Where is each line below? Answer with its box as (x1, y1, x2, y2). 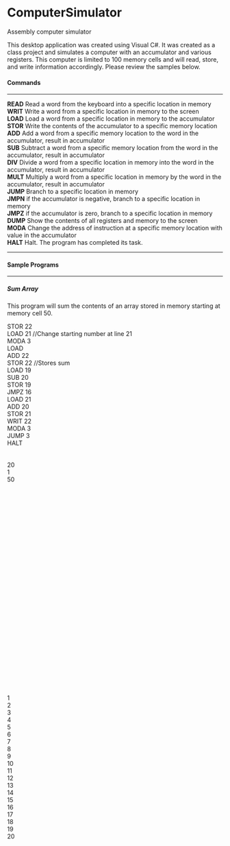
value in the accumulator (7, 231, 77, 239)
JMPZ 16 (7, 388, 32, 396)
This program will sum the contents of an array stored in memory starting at (7, 302, 220, 310)
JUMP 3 (7, 432, 30, 440)
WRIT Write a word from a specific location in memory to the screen (7, 108, 200, 116)
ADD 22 (7, 352, 29, 360)
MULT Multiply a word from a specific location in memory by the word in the (7, 173, 222, 181)
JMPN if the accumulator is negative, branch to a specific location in (7, 195, 201, 203)
